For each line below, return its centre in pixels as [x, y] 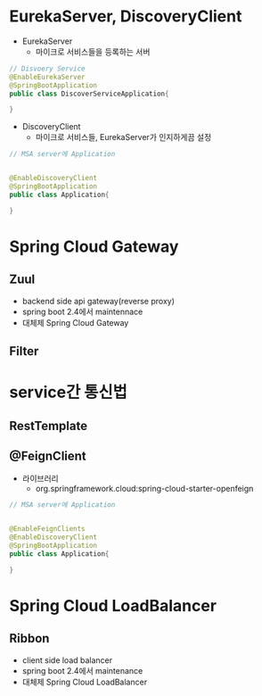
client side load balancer [67, 660]
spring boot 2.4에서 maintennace [82, 311]
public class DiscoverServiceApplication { [89, 94]
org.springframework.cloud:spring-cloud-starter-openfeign [144, 489]
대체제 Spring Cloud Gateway [75, 322]
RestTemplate [48, 426]
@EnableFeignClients [48, 529]
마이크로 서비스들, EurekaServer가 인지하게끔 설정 [123, 137]
